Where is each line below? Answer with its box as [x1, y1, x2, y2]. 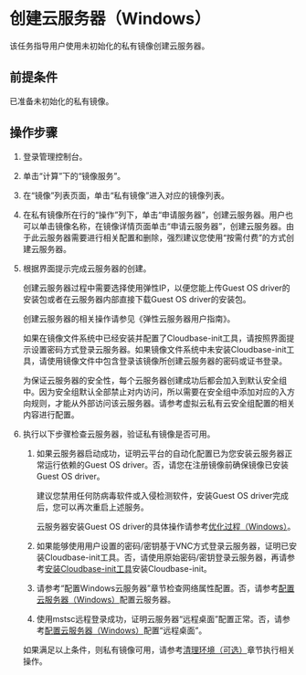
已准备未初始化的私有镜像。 [9, 95, 114, 106]
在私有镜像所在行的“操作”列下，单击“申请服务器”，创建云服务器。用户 [22, 209, 286, 220]
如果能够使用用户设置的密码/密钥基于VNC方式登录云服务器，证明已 [36, 540, 290, 551]
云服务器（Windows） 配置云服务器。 [36, 594, 176, 605]
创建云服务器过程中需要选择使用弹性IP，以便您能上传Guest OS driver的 [22, 282, 290, 293]
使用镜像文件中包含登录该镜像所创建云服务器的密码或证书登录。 [47, 355, 288, 366]
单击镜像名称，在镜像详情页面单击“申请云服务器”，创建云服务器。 [38, 220, 287, 231]
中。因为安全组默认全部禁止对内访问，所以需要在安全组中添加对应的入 [22, 385, 288, 397]
